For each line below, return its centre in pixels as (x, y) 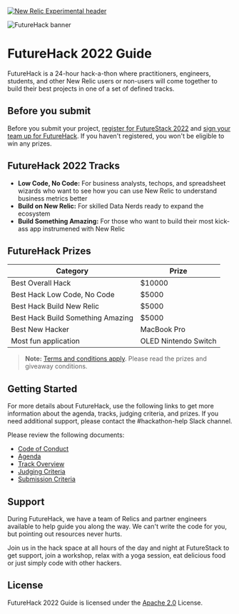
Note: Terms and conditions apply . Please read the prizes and (116, 359)
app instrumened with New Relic (77, 228)
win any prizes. (30, 144)
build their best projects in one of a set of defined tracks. (91, 89)
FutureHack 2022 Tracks (63, 166)
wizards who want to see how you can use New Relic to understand (117, 191)
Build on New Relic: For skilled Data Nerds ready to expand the (111, 206)
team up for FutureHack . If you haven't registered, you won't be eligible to (116, 136)
